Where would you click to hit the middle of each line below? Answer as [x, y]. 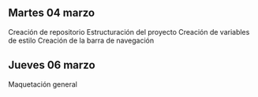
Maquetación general [43, 84]
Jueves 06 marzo [52, 65]
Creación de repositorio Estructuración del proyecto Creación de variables [129, 32]
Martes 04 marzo [52, 13]
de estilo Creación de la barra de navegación [81, 40]
